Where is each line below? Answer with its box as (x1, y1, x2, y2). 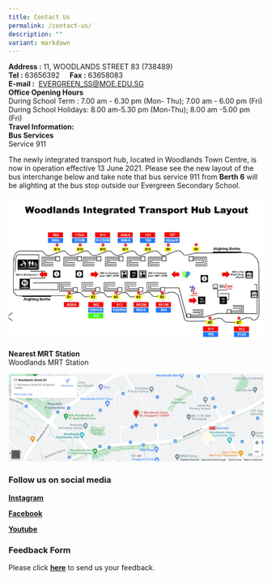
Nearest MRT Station (8, 349, 80, 359)
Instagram (8, 493, 45, 502)
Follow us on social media (8, 474, 112, 485)
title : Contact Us (8, 13, 70, 21)
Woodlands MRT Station (8, 358, 89, 367)
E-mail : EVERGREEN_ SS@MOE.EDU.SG (8, 79, 144, 89)
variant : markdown (8, 39, 70, 47)
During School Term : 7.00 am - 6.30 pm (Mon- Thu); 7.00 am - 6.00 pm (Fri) (8, 96, 263, 106)
